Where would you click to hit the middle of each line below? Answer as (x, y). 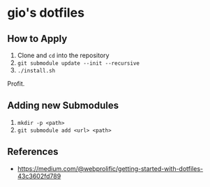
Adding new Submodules (63, 106)
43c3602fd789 (39, 176)
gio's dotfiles (46, 13)
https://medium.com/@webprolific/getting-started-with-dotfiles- (110, 168)
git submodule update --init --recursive (78, 63)
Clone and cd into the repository (63, 55)
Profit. (16, 84)
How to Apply (37, 39)
